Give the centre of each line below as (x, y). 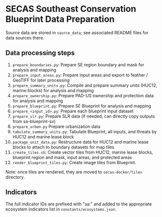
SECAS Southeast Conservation (71, 9)
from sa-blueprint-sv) (34, 121)
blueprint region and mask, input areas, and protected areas (72, 157)
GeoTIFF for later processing (41, 80)
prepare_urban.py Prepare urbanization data (56, 126)
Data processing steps (40, 53)
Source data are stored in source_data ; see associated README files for (77, 32)
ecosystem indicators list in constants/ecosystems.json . (61, 209)
